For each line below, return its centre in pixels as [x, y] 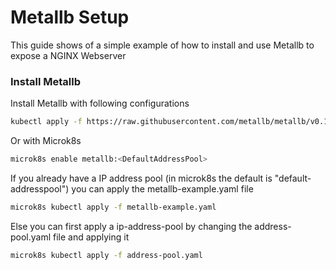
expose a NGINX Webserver [68, 55]
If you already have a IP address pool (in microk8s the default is [141, 178]
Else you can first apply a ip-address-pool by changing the [131, 226]
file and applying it [91, 237]
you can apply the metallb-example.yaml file [162, 188]
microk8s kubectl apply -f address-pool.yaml [106, 255]
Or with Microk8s [46, 141]
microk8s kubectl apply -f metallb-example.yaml [113, 207]
